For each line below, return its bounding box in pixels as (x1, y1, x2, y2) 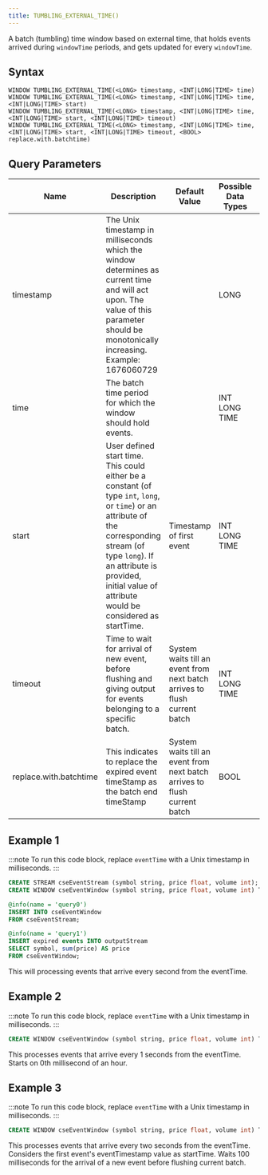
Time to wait (105, 633, 152, 645)
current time (105, 274, 152, 286)
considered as (105, 610, 160, 621)
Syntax (8, 66, 45, 79)
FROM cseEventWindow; (8, 953, 81, 961)
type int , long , (105, 490, 160, 502)
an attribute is (105, 561, 158, 572)
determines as (105, 265, 160, 276)
